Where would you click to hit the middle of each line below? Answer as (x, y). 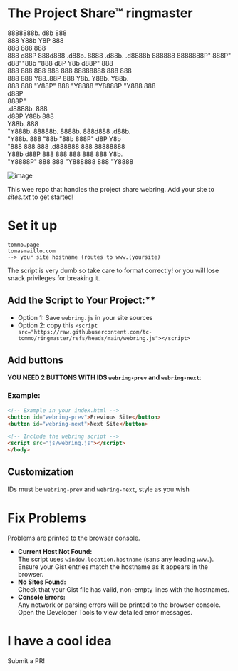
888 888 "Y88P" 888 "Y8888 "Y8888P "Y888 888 (82, 86)
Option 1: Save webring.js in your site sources (85, 317)
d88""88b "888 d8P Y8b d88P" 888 (61, 63)
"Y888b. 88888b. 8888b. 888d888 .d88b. (69, 131)
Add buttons (36, 360)
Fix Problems (47, 518)
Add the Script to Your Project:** (82, 301)
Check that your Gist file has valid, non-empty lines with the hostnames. (123, 589)
